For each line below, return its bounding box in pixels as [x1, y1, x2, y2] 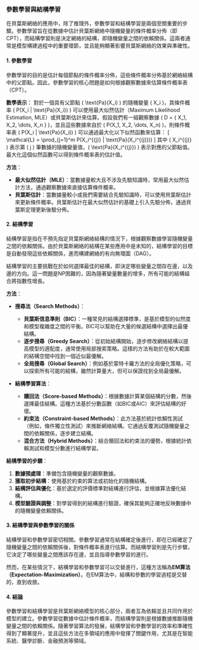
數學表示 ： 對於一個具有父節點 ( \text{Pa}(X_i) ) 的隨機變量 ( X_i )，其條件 [6, 99, 185, 106]
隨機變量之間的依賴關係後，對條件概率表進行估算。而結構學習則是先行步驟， [6, 543, 193, 551]
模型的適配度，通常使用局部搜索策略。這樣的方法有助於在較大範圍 [28, 345, 190, 352]
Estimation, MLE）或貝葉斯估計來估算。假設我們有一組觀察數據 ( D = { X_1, [6, 114, 187, 121]
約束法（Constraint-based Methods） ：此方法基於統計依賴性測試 [23, 415, 183, 422]
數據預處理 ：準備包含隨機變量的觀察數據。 [14, 470, 119, 477]
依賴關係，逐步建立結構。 [34, 429, 97, 437]
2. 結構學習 [6, 221, 34, 228]
